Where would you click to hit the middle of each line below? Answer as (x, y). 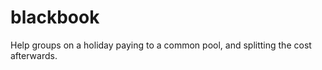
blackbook (55, 17)
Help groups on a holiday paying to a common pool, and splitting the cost (161, 45)
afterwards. (34, 55)
